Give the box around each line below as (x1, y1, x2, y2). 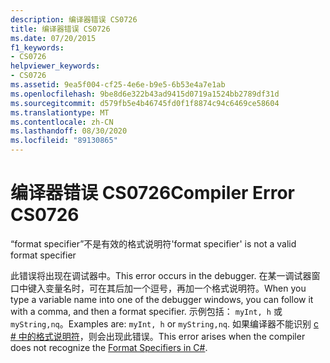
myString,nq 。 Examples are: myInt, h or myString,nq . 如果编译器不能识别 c (10, 317, 319, 330)
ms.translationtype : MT (10, 107, 110, 118)
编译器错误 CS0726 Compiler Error (10, 182, 296, 205)
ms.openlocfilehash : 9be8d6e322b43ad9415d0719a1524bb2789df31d (10, 89, 280, 99)
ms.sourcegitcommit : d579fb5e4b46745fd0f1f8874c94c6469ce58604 (10, 98, 280, 108)
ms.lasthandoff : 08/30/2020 (10, 126, 128, 136)
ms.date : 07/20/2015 (10, 33, 97, 43)
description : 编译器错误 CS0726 (10, 14, 138, 25)
